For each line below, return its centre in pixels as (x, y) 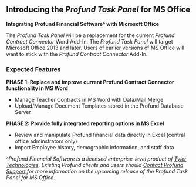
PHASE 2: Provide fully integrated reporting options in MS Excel (85, 123)
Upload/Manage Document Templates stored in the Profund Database (99, 106)
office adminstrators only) (46, 141)
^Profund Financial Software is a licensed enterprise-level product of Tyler (96, 159)
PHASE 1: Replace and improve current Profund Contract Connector (90, 82)
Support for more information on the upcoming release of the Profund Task (97, 171)
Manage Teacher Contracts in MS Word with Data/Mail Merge (89, 100)
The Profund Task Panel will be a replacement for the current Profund (90, 35)
